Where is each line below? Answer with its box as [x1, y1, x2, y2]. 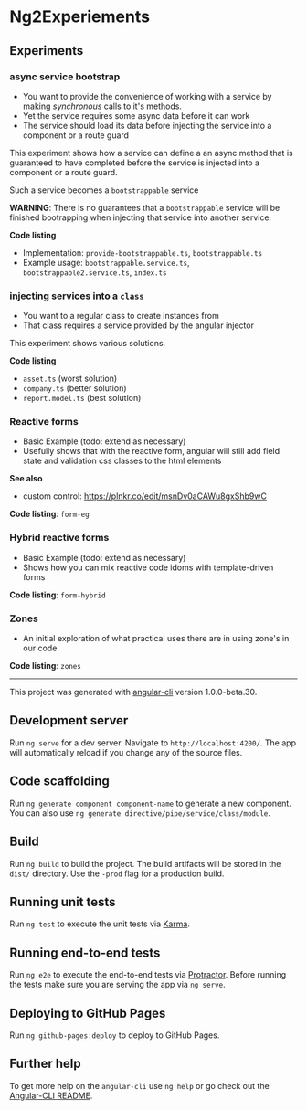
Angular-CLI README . [9, 1090, 93, 1101]
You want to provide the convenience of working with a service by [22, 90, 272, 101]
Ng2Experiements [9, 6, 151, 27]
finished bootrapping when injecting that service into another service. [9, 212, 272, 223]
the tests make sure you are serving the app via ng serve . [9, 979, 226, 990]
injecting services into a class [9, 290, 144, 302]
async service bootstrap [9, 70, 121, 83]
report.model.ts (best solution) [22, 393, 142, 404]
